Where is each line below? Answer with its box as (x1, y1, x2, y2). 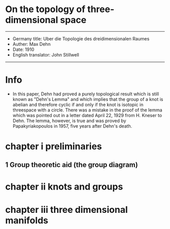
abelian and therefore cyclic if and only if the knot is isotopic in (12, 101, 144, 107)
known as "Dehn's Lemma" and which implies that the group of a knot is (12, 96, 163, 102)
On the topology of (5, 4, 86, 15)
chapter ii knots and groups (5, 181, 123, 192)
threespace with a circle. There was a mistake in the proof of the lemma (12, 107, 163, 113)
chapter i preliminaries (5, 141, 102, 152)
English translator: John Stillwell (12, 51, 79, 58)
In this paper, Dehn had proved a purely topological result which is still (12, 91, 159, 97)
